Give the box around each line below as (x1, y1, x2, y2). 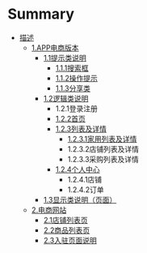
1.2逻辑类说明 (43, 93, 89, 103)
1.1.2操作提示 (55, 73, 98, 83)
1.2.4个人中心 (55, 164, 100, 174)
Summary (7, 5, 74, 24)
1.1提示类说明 (43, 53, 86, 62)
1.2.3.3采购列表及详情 (67, 154, 139, 164)
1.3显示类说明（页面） (43, 195, 117, 204)
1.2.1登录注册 (55, 103, 98, 114)
